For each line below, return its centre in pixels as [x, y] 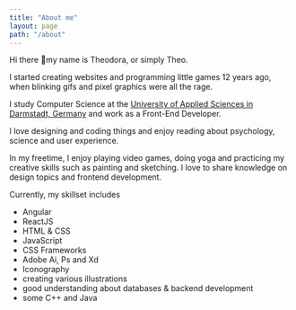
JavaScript [42, 241]
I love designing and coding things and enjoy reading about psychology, [142, 131]
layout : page [34, 26]
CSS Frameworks [54, 250]
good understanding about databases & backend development [138, 288]
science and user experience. [64, 141]
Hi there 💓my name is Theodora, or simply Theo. [99, 60]
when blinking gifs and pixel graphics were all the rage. [111, 87]
